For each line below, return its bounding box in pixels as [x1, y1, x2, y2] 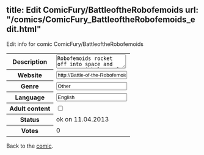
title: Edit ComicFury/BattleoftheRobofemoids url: [6, 5, 199, 15]
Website [17, 71, 43, 80]
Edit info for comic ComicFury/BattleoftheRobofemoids [6, 40, 144, 48]
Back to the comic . [6, 142, 54, 149]
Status [20, 116, 40, 124]
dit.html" [6, 24, 42, 34]
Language [15, 93, 45, 102]
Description [12, 58, 48, 66]
